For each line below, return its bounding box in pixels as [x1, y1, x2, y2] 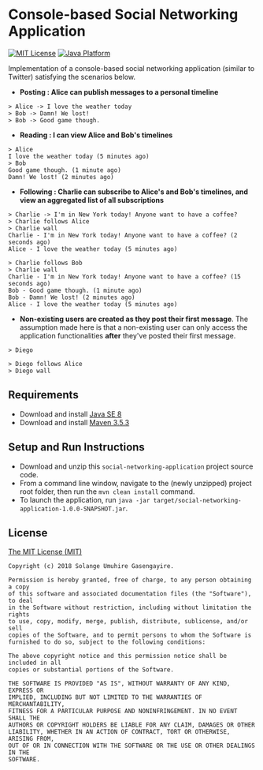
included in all [8, 659, 61, 667]
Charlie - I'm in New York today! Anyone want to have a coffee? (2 [8, 231, 238, 239]
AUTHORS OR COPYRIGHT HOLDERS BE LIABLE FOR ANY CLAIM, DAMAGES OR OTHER [8, 721, 256, 729]
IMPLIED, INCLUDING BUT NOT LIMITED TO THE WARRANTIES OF [8, 693, 202, 701]
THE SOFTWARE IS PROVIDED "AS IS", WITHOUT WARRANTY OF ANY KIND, [8, 680, 231, 688]
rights [8, 611, 30, 619]
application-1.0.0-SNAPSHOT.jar [19, 505, 126, 513]
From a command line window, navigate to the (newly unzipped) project [19, 478, 252, 488]
